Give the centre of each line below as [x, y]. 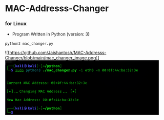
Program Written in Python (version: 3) [51, 34]
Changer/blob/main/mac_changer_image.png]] [52, 58]
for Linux [16, 24]
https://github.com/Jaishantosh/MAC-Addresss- [58, 53]
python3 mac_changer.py [29, 44]
